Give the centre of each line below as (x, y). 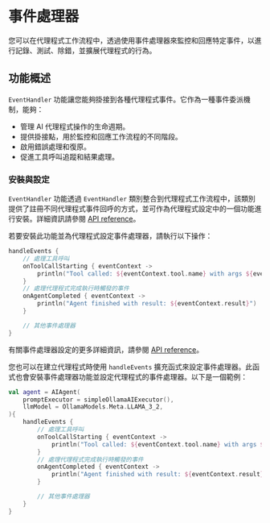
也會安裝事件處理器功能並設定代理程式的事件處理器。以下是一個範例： (131, 376)
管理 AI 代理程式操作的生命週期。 (75, 127)
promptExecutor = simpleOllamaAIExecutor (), (98, 400)
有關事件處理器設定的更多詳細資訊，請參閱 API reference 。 (106, 349)
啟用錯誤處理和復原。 (55, 147)
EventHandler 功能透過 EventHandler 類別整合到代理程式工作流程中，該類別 (132, 199)
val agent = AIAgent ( (45, 392)
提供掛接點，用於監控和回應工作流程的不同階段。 (101, 136)
